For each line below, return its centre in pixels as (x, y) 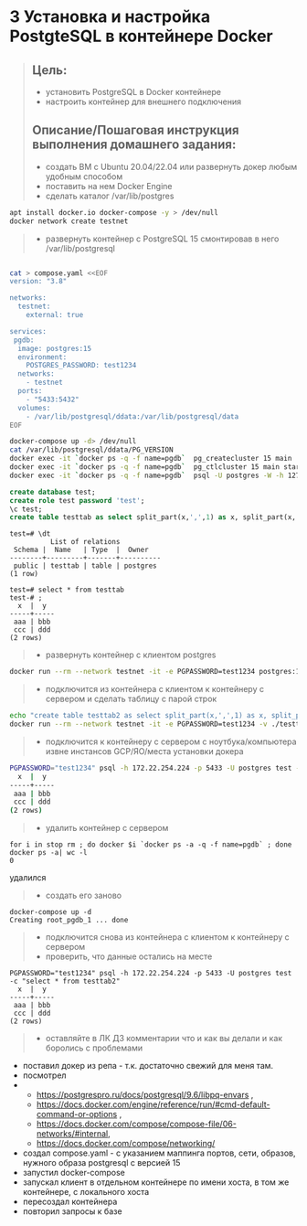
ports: (30, 391)
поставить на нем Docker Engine (109, 186)
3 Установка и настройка (110, 17)
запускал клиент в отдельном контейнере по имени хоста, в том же (156, 1182)
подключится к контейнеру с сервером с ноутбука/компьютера (171, 741)
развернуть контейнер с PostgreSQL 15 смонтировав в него (162, 239)
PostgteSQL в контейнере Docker (141, 36)
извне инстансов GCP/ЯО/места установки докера (144, 751)
